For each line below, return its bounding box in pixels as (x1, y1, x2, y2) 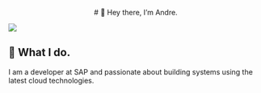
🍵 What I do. (8, 46, 71, 59)
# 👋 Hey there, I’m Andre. (94, 8, 178, 17)
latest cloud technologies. (8, 75, 95, 85)
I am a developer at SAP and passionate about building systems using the (8, 67, 253, 76)
